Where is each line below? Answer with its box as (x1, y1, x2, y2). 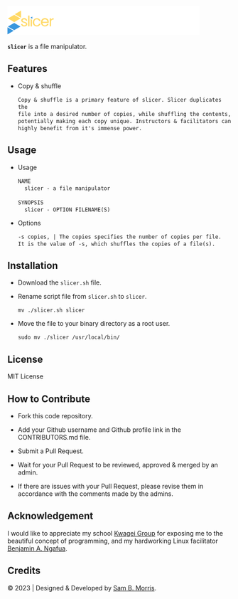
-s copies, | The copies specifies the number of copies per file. (17, 233, 222, 240)
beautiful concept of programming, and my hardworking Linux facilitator (7, 536, 218, 545)
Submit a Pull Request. (17, 447, 84, 455)
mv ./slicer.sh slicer (17, 307, 85, 314)
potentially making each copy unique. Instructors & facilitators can (17, 117, 232, 124)
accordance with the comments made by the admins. (17, 489, 174, 498)
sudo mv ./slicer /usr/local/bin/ (17, 334, 120, 341)
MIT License (7, 372, 44, 381)
